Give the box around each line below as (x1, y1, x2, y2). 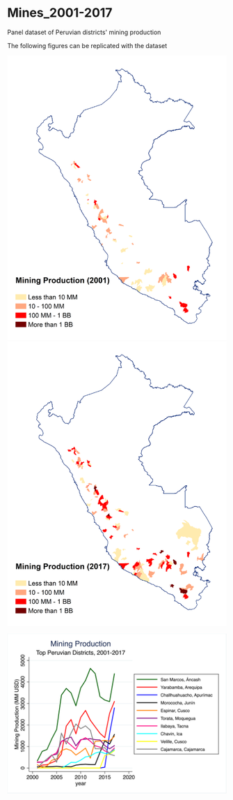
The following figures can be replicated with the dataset (7, 41, 168, 50)
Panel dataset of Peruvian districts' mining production (7, 28, 161, 36)
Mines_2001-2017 (7, 5, 113, 21)
